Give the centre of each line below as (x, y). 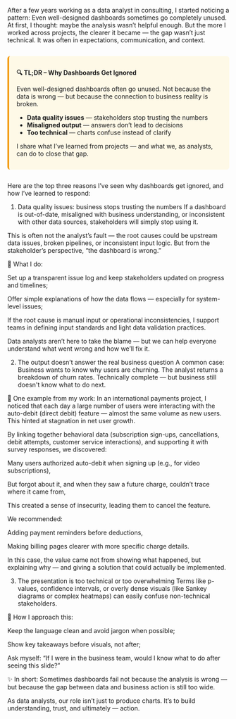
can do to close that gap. (53, 154)
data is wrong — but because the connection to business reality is (112, 96)
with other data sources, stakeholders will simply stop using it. (108, 222)
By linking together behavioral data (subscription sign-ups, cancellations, (113, 434)
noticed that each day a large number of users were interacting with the (111, 406)
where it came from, (37, 492)
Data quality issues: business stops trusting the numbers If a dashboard (122, 207)
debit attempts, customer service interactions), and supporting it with (108, 442)
